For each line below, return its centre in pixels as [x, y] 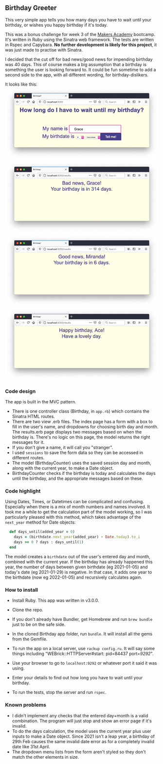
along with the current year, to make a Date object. [63, 468]
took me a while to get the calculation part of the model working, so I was [79, 512]
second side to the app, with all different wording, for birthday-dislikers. [77, 74]
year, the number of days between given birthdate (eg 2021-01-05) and [76, 567]
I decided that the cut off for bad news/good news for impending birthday [79, 59]
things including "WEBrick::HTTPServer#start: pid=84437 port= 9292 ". [83, 654]
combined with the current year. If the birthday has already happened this [79, 562]
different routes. [28, 458]
